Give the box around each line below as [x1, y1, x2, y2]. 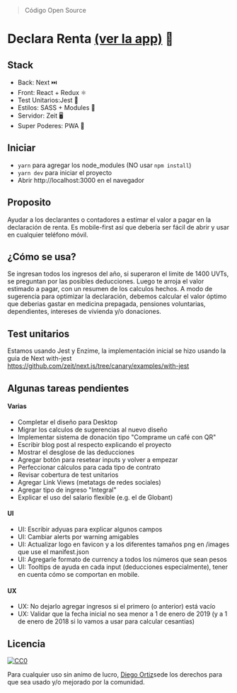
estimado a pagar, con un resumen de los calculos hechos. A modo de [7, 285, 213, 293]
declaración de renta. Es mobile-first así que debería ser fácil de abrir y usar [7, 222, 230, 231]
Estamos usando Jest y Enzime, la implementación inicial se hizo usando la [7, 346, 226, 355]
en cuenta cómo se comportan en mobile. [17, 570, 140, 579]
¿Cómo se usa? [7, 251, 76, 263]
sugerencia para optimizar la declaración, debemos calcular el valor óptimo [7, 292, 227, 300]
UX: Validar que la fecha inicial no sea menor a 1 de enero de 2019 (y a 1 [17, 609, 228, 619]
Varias [7, 402, 27, 410]
